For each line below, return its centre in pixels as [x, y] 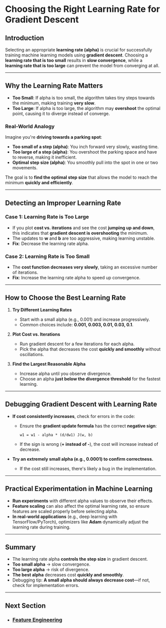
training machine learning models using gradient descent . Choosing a [77, 55]
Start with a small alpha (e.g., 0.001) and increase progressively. [85, 319]
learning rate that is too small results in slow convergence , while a [74, 60]
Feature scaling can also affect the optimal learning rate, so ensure [81, 506]
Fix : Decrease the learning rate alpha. [50, 243]
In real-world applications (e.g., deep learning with [65, 517]
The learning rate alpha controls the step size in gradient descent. [80, 559]
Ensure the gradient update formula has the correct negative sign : [88, 426]
